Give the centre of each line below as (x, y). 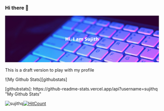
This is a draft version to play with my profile (50, 70)
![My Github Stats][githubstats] (36, 79)
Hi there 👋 (17, 8)
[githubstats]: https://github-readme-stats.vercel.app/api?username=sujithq (81, 89)
